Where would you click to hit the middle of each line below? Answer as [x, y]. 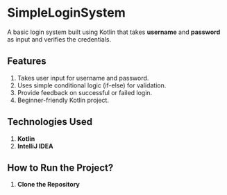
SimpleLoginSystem [67, 13]
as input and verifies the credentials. [59, 39]
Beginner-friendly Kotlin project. [63, 100]
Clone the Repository [48, 185]
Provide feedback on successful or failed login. [85, 92]
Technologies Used [50, 122]
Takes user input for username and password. [83, 78]
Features [27, 61]
